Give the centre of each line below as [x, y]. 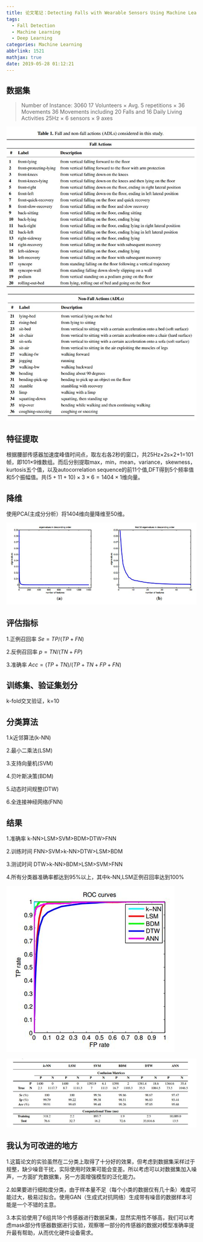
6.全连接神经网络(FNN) [35, 802]
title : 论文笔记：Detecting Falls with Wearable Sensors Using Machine [96, 13]
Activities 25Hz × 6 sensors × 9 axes [67, 119]
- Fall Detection [34, 25]
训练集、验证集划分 [42, 685]
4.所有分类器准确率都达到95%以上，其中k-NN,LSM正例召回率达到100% [95, 877]
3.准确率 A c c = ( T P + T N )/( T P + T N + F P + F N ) [64, 665]
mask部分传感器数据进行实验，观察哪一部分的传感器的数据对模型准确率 [100, 1225]
